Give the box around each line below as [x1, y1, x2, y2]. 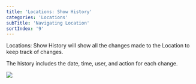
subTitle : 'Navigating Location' [6, 20, 90, 26]
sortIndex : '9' [6, 25, 44, 32]
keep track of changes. [6, 49, 64, 56]
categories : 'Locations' [6, 14, 68, 20]
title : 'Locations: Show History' [6, 8, 93, 15]
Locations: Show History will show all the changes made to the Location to [6, 42, 190, 49]
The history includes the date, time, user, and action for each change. [6, 60, 178, 67]
